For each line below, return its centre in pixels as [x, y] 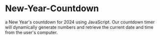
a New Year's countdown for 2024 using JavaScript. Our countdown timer [80, 22]
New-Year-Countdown [52, 9]
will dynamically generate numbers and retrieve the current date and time [79, 27]
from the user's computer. [31, 32]
